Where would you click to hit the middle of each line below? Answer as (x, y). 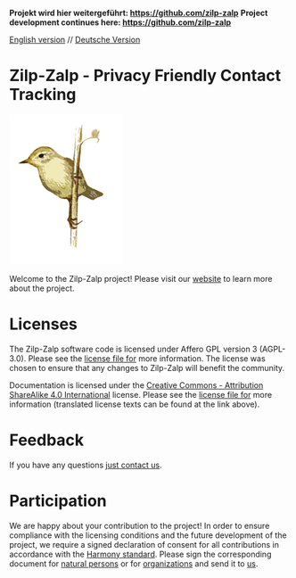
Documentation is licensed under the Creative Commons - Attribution (136, 385)
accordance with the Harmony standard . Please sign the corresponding (140, 554)
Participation (58, 501)
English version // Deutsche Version (75, 40)
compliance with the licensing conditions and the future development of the (148, 535)
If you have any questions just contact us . (86, 465)
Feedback (47, 440)
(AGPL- (272, 349)
